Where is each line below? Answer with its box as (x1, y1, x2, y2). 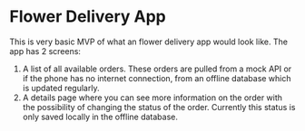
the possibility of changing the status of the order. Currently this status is (22, 101, 296, 112)
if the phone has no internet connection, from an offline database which (22, 72, 292, 83)
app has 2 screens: (9, 45, 82, 56)
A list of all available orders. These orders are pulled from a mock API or (22, 63, 292, 74)
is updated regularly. (22, 82, 100, 93)
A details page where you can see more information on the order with (22, 92, 283, 103)
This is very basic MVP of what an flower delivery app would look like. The (9, 36, 289, 47)
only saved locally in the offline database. (22, 111, 179, 122)
